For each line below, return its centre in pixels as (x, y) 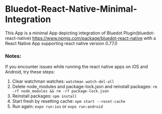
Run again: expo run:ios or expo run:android (58, 107)
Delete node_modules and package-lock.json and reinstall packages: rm (85, 87)
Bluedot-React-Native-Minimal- (71, 9)
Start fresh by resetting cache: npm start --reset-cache (69, 101)
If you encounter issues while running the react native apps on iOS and (77, 67)
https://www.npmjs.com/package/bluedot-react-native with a (94, 38)
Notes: (13, 56)
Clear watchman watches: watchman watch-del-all (63, 81)
